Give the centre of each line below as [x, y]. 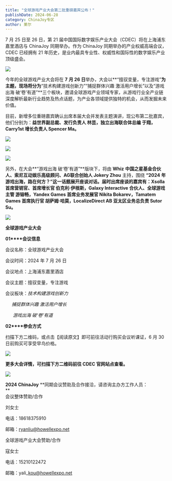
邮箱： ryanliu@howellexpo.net [38, 429]
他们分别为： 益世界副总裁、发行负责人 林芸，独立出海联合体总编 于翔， [80, 123]
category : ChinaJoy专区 [30, 20]
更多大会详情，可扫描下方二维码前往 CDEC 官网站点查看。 [67, 364]
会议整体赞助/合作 [24, 397]
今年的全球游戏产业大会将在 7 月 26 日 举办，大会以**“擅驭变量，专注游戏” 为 [85, 80]
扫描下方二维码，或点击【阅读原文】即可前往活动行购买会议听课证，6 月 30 [85, 337]
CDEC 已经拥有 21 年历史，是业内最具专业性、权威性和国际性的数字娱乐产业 [85, 52]
